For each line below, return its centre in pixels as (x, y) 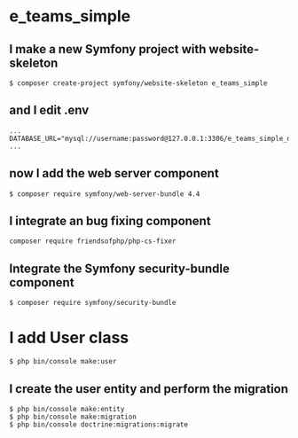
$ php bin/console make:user (63, 362)
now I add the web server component (114, 173)
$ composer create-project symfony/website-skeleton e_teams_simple (138, 83)
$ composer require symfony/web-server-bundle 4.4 (105, 194)
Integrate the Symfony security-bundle (120, 268)
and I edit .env (49, 110)
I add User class (69, 338)
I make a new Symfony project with (108, 49)
